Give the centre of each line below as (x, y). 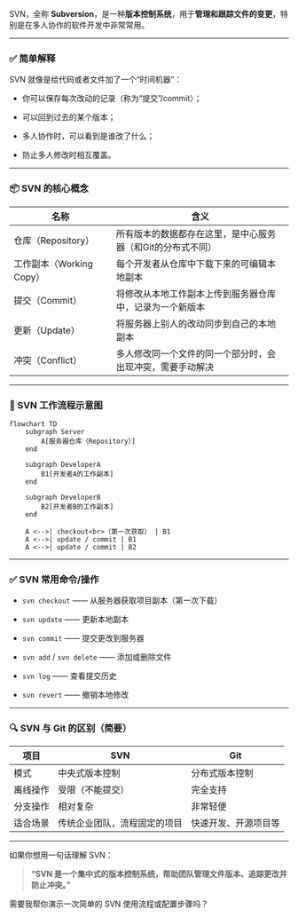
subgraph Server (55, 431)
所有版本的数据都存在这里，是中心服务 (196, 233)
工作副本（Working (53, 264)
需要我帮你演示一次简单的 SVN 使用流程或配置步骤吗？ (109, 904)
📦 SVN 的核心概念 (49, 188)
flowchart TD (33, 424)
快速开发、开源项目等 (236, 823)
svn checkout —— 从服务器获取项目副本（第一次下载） (122, 601)
